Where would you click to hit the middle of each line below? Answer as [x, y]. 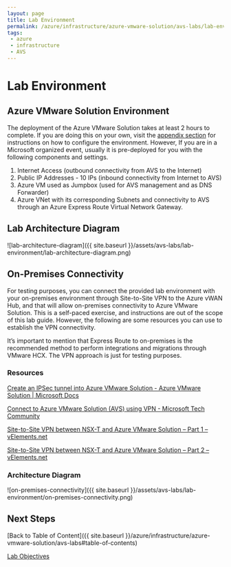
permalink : [23, 26]
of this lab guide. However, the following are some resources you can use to [115, 320]
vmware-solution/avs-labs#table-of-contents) [72, 543]
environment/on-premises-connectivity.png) [70, 498]
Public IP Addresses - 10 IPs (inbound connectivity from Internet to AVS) [119, 178]
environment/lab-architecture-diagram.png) [69, 253]
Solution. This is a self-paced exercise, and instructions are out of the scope [115, 312]
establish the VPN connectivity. [52, 327]
